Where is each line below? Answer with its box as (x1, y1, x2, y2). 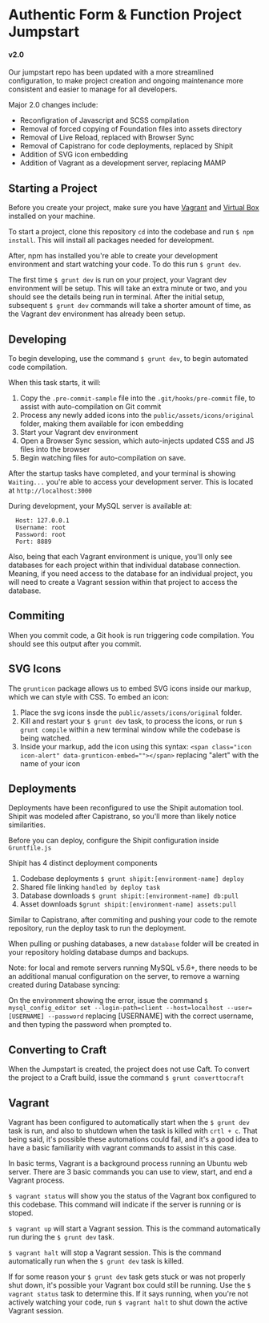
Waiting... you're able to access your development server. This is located (8, 477, 254, 487)
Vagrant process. (8, 1175, 66, 1185)
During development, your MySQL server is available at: (8, 501, 192, 511)
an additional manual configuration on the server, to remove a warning (8, 972, 240, 981)
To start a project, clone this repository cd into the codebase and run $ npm (8, 227, 254, 237)
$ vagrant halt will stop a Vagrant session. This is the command (8, 1248, 222, 1257)
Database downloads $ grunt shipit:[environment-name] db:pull (19, 891, 239, 900)
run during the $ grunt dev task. (8, 1232, 114, 1242)
